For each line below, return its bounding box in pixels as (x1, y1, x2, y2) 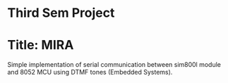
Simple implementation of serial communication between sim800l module (7, 60, 221, 69)
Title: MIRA (7, 37, 74, 53)
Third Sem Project (7, 5, 115, 21)
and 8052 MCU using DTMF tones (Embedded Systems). (7, 68, 173, 77)
